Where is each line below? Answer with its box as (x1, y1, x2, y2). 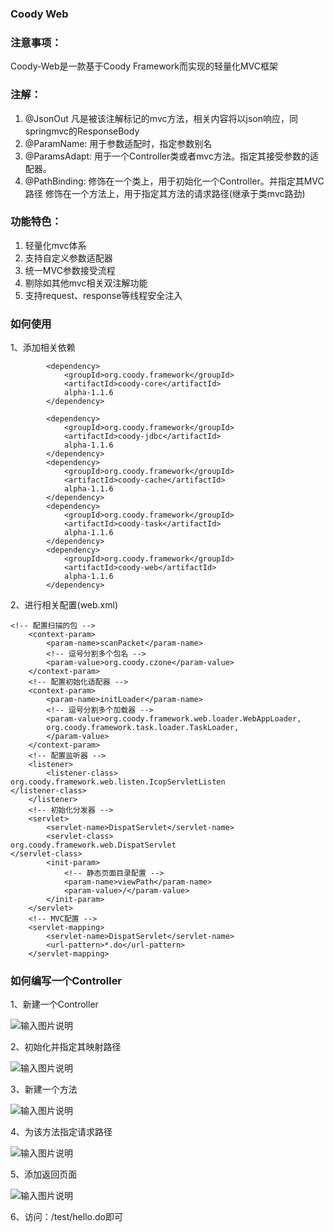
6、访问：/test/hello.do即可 (10, 1211, 123, 1223)
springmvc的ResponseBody (24, 125, 140, 137)
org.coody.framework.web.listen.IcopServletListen (10, 777, 226, 787)
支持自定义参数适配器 (24, 252, 113, 264)
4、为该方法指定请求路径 (10, 1126, 113, 1138)
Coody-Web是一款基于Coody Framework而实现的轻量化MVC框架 (10, 60, 278, 72)
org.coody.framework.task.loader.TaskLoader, (46, 723, 240, 733)
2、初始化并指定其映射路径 (10, 1041, 122, 1053)
